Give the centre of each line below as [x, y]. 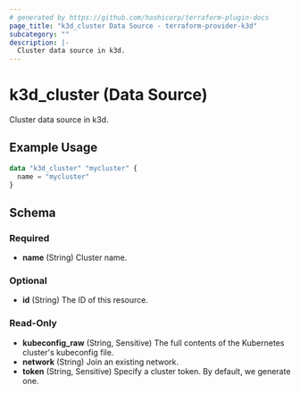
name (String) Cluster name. [75, 258]
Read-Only [33, 323]
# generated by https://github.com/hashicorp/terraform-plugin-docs [139, 17]
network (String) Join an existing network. [100, 362]
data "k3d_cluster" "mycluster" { [74, 168]
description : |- [39, 42]
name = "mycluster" [54, 176]
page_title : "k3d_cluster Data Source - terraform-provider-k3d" [133, 26]
